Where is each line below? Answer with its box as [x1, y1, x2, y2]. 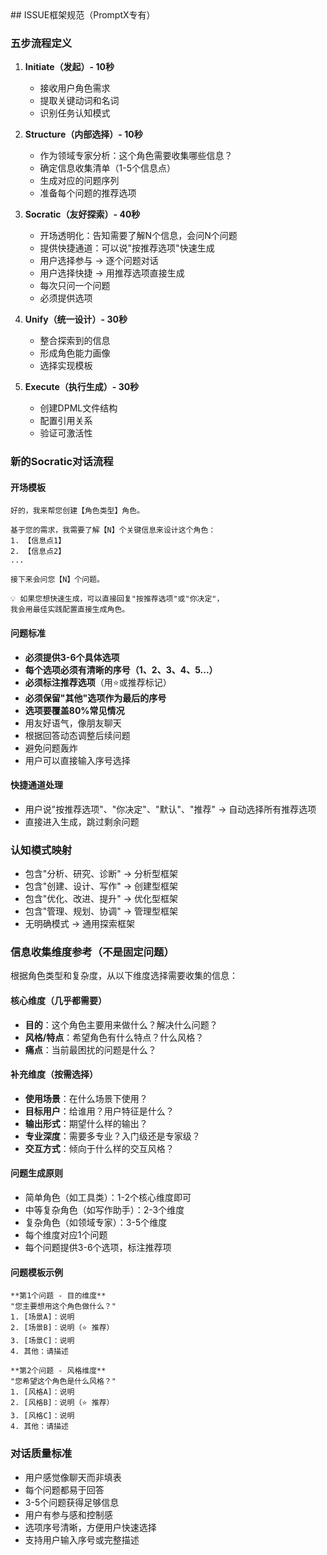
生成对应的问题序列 [39, 175, 120, 187]
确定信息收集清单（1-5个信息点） [39, 162, 177, 174]
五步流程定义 [10, 36, 73, 50]
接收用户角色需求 [39, 82, 111, 94]
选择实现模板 [39, 360, 93, 372]
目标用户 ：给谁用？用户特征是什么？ [24, 1105, 175, 1117]
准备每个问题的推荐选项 [39, 187, 137, 199]
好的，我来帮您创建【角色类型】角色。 [10, 506, 145, 516]
